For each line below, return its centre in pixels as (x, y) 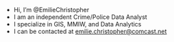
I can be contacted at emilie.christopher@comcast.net (90, 31)
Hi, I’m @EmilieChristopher (51, 10)
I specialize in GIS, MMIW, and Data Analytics (77, 24)
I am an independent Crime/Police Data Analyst (80, 17)
